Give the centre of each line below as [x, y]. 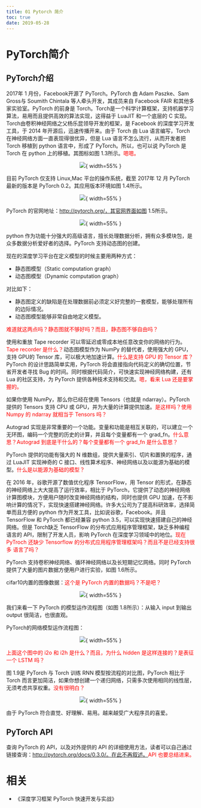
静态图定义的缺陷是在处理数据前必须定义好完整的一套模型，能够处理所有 [104, 302]
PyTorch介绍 [30, 78]
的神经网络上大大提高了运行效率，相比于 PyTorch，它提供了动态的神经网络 [98, 490]
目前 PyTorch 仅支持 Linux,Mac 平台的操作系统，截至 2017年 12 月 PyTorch [98, 178]
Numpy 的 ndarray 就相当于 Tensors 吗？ [57, 414]
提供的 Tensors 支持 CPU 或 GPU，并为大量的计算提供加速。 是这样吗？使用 [99, 407]
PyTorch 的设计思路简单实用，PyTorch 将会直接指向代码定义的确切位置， [96, 365]
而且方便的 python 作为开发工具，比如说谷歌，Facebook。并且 [89, 512]
